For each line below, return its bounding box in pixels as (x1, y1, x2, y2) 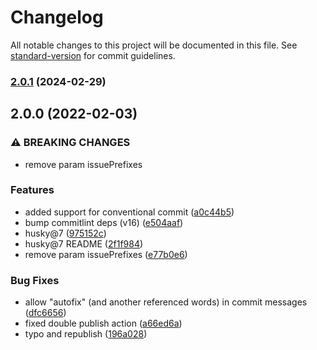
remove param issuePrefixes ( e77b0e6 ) (24, 248, 188, 260)
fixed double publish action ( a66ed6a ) (24, 317, 183, 330)
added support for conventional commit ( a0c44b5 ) (24, 206, 235, 218)
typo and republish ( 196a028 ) (24, 328, 148, 340)
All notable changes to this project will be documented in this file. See (10, 39, 298, 51)
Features (10, 183, 55, 197)
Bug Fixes (10, 273, 60, 287)
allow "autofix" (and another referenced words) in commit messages (24, 296, 308, 308)
